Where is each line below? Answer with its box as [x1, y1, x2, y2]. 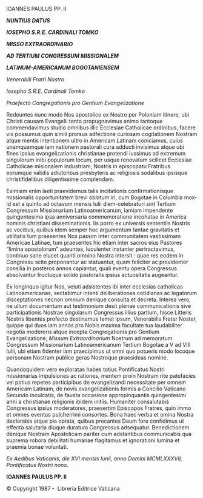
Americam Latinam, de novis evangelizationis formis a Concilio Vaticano [6, 385, 186, 392]
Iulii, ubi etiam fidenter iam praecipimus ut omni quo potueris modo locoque [6, 347, 195, 355]
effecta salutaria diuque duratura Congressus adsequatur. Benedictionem [6, 424, 190, 431]
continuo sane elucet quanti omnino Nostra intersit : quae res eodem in [6, 252, 184, 259]
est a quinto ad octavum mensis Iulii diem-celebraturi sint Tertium [12, 200, 176, 207]
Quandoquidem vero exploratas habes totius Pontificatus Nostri [6, 366, 165, 373]
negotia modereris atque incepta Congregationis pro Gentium [6, 328, 159, 335]
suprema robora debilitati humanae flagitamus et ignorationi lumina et [6, 437, 180, 444]
